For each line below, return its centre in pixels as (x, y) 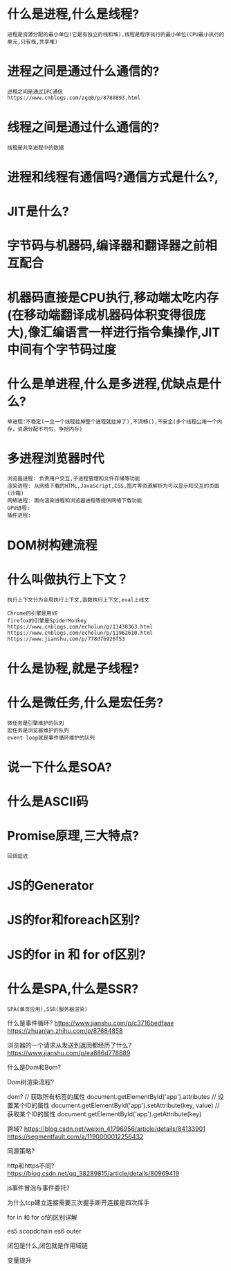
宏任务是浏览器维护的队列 (38, 730)
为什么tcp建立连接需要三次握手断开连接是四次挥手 (78, 1202)
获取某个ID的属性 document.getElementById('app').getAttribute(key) (104, 1114)
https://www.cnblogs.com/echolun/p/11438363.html (80, 626)
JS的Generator (51, 886)
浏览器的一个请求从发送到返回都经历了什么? (70, 1045)
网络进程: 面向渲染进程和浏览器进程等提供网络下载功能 (75, 501)
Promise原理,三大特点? (73, 836)
